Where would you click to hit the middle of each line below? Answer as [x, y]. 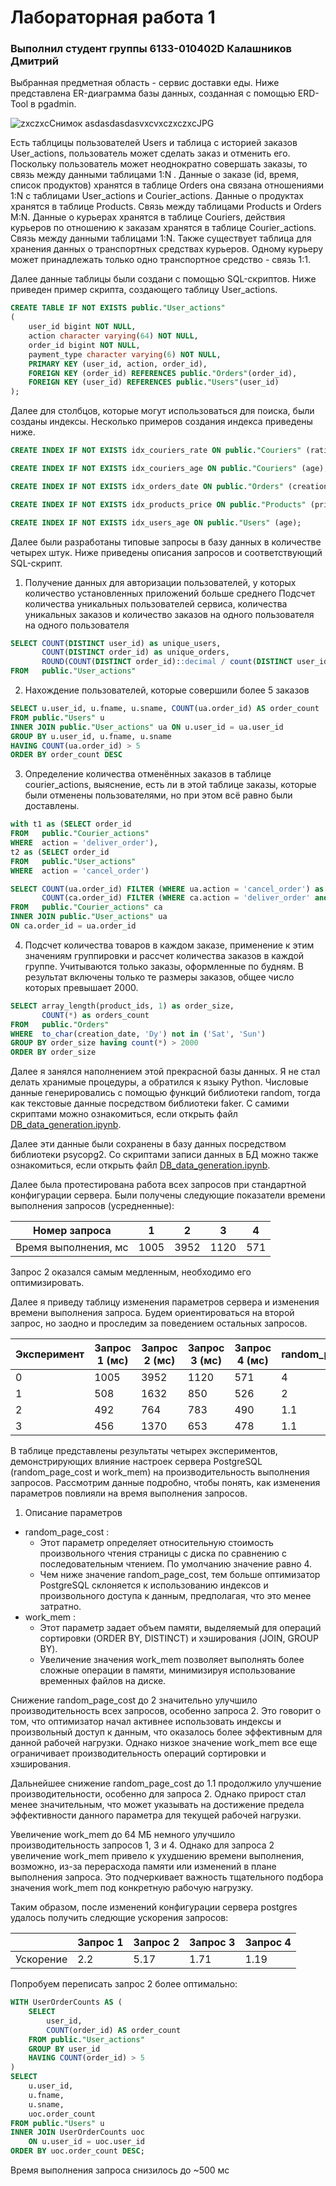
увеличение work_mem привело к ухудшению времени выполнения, [157, 1856]
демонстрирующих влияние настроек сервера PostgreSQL [136, 1462]
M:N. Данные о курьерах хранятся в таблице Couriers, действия [148, 217]
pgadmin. [57, 104]
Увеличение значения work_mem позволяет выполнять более [172, 1660]
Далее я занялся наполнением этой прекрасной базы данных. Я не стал [165, 1072]
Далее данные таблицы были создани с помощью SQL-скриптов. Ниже [163, 279]
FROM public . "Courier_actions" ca [86, 907]
